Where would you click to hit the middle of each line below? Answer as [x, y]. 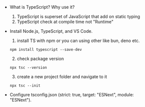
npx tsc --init [25, 86]
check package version [40, 59]
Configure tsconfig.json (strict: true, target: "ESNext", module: [72, 95]
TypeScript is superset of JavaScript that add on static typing [78, 16]
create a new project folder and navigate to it [62, 77]
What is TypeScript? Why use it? [42, 7]
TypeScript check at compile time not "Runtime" [65, 22]
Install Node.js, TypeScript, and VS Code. [51, 31]
